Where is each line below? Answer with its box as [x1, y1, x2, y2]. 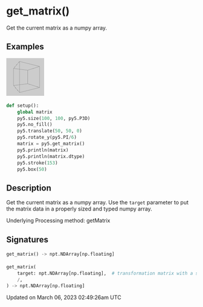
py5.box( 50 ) [17, 166, 47, 172]
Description [6, 183, 51, 193]
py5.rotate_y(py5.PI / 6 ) [17, 135, 77, 141]
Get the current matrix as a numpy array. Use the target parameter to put [6, 199, 189, 206]
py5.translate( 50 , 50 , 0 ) [17, 128, 83, 134]
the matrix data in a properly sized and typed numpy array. [6, 205, 152, 212]
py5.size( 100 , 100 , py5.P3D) [17, 115, 91, 121]
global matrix [17, 109, 53, 115]
